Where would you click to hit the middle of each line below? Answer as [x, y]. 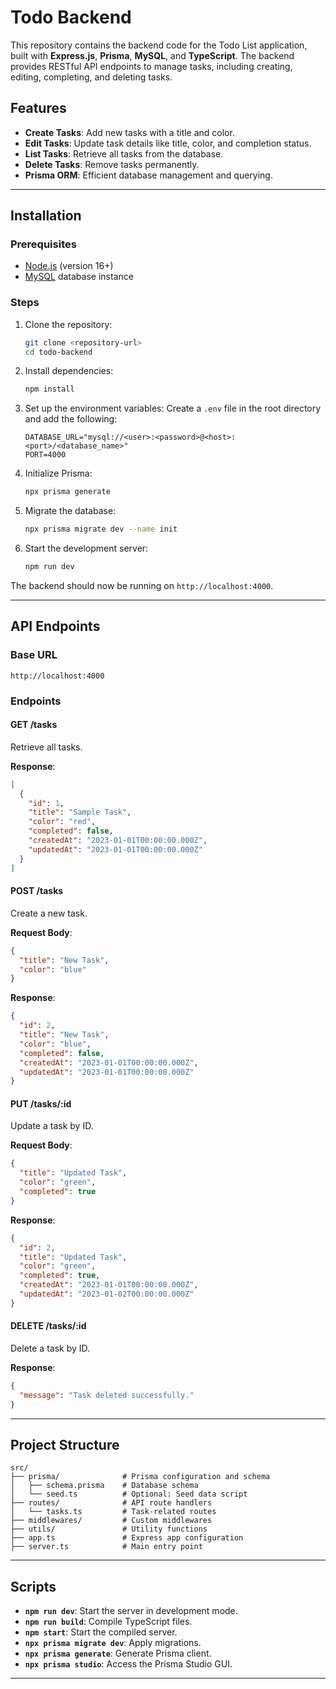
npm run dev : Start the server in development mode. [131, 1611]
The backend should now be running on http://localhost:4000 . [142, 585]
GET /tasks [34, 725]
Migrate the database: [70, 511]
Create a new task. [49, 913]
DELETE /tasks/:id [48, 1326]
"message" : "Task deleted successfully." [107, 1395]
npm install [49, 389]
